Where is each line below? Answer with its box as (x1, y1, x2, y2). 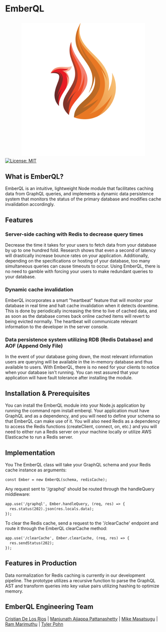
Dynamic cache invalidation (5, 286, 73, 293)
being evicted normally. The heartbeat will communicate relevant (5, 319, 138, 325)
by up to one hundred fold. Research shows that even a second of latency (5, 247, 156, 253)
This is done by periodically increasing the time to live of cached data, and (5, 308, 157, 314)
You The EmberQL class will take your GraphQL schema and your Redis (5, 462, 151, 468)
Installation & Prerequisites (5, 389, 90, 398)
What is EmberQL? (5, 172, 64, 181)
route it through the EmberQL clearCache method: (5, 526, 108, 532)
